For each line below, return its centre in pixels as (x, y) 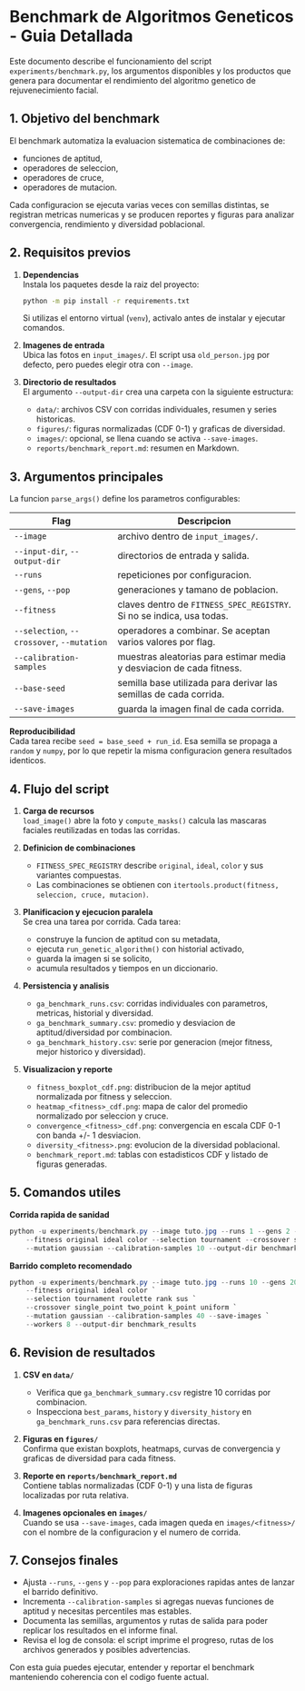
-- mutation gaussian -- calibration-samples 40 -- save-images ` (148, 1316)
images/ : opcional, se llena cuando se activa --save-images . (147, 439)
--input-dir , (41, 552)
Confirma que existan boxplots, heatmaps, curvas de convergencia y (152, 1448)
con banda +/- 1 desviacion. (89, 1135)
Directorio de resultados (69, 383)
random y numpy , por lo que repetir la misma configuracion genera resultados (151, 751)
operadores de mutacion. (70, 187)
